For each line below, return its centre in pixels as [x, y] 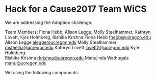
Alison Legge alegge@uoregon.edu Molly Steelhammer [61, 42]
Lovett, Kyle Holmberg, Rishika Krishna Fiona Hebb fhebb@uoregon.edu [78, 37]
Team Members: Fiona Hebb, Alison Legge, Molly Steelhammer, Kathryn [78, 32]
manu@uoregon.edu [26, 63]
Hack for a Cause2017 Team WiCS [76, 9]
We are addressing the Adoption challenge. [49, 22]
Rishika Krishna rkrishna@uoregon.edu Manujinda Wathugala [67, 58]
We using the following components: [42, 72]
